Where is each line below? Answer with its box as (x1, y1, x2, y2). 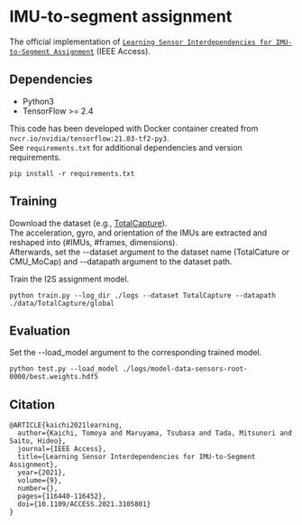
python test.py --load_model (9, 364, 119, 373)
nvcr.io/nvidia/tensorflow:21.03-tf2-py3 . (9, 133, 169, 143)
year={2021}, (17, 468, 67, 477)
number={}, (17, 484, 59, 493)
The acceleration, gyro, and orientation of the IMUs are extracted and (9, 227, 268, 238)
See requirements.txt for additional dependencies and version (9, 142, 243, 152)
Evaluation (9, 323, 70, 338)
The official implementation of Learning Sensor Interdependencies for (9, 36, 272, 47)
